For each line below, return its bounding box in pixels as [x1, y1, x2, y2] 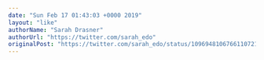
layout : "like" [8, 19, 58, 26]
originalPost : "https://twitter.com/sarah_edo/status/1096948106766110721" [8, 41, 262, 48]
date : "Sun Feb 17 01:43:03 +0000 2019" [8, 11, 143, 19]
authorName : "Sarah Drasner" [8, 26, 104, 34]
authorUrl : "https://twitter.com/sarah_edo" [8, 33, 156, 41]
